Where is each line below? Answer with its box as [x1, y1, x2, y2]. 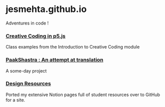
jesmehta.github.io [6, 3, 87, 15]
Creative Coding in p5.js [6, 32, 66, 39]
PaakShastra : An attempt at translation [6, 56, 104, 63]
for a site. [6, 96, 26, 103]
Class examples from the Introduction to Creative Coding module [6, 44, 140, 50]
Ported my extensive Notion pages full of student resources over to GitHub [6, 91, 160, 97]
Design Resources [6, 80, 52, 87]
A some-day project [6, 67, 47, 73]
